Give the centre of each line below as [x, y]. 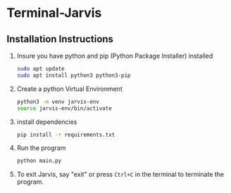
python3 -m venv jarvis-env [58, 101]
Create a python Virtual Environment [69, 89]
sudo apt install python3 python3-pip [74, 75]
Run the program [41, 148]
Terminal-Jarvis [54, 13]
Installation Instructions [60, 39]
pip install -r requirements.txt [66, 135]
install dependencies [47, 122]
